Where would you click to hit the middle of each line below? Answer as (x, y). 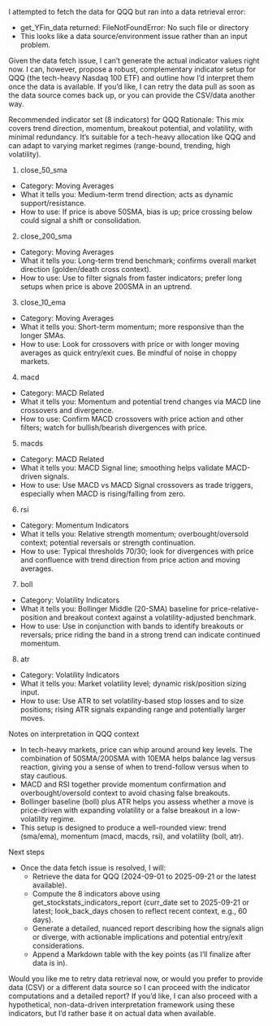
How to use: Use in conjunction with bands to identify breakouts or (132, 626)
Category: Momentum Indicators (75, 525)
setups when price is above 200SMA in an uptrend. (106, 287)
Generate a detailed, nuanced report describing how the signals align (148, 928)
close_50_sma (43, 170)
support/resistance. (53, 203)
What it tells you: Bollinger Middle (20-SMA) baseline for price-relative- (140, 609)
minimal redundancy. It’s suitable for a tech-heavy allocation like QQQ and (132, 137)
